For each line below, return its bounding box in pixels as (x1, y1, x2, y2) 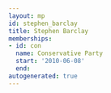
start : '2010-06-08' (15, 57, 85, 66)
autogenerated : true (8, 72, 79, 80)
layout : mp (8, 11, 45, 20)
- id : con (8, 42, 42, 50)
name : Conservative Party (15, 49, 104, 57)
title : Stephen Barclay (8, 27, 89, 35)
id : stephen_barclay (8, 19, 79, 27)
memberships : (8, 34, 53, 43)
